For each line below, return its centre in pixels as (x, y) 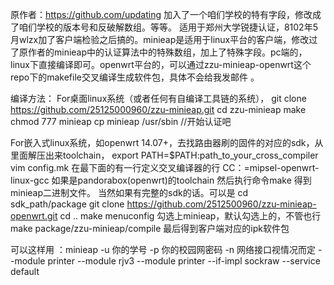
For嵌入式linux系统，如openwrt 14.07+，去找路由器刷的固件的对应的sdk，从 (167, 142)
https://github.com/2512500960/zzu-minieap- (221, 204)
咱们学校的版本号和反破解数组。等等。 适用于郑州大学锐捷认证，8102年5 (168, 27)
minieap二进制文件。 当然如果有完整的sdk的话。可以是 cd (129, 192)
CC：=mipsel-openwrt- (271, 167)
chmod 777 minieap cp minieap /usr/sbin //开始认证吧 (121, 121)
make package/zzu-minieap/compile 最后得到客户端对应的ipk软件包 (150, 228)
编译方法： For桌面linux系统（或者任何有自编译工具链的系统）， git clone (158, 98)
